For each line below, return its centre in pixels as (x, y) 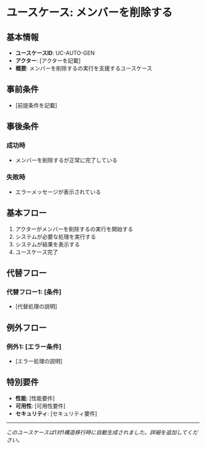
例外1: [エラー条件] (34, 347)
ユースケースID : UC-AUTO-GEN (55, 53)
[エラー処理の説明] (39, 361)
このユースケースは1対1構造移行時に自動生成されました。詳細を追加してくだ (102, 432)
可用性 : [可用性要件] (40, 406)
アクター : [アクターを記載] (48, 61)
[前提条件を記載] (36, 105)
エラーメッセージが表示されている (58, 192)
